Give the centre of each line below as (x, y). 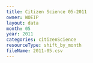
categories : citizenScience (41, 40)
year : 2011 (20, 34)
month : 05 (19, 28)
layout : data (22, 23)
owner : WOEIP (22, 17)
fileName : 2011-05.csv (34, 51)
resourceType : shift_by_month (44, 46)
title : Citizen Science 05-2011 (46, 12)
